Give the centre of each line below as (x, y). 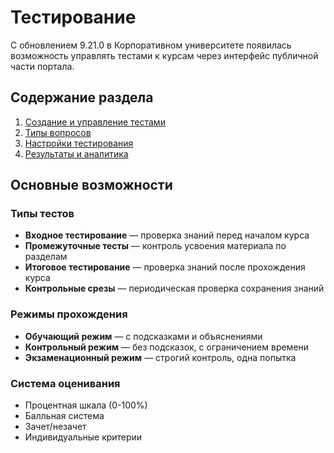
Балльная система (64, 416)
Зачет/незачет (55, 427)
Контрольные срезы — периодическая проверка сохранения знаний (174, 288)
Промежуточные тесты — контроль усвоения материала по (155, 246)
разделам (46, 257)
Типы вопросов (58, 132)
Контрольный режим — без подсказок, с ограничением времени (167, 347)
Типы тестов (42, 214)
